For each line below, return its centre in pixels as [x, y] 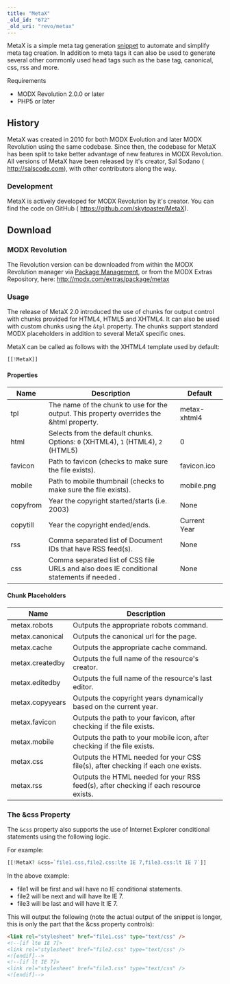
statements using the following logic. [59, 837]
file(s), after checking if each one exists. [137, 765]
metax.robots [32, 625]
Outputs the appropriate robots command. [141, 625]
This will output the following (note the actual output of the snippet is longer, [115, 917]
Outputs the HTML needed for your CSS [137, 757]
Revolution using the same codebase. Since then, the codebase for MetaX [112, 147]
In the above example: [38, 876]
